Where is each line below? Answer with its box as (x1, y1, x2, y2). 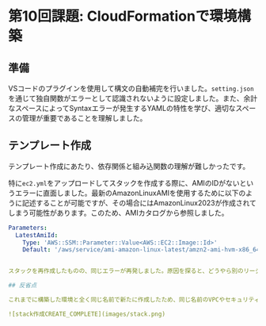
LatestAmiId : (15, 231, 59, 239)
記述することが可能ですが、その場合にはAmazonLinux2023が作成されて (21, 198, 257, 207)
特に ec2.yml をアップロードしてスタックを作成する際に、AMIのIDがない (8, 178, 240, 187)
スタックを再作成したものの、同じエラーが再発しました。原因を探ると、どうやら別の (8, 267, 244, 275)
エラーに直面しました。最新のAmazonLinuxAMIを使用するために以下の (14, 188, 246, 198)
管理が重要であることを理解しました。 (21, 113, 147, 123)
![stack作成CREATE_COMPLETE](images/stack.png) (8, 310, 166, 318)
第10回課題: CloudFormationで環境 (8, 7, 237, 25)
